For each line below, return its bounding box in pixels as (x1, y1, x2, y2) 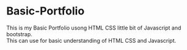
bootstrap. (6, 30, 32, 37)
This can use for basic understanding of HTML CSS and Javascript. (6, 37, 177, 44)
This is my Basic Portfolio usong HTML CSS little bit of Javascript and (6, 24, 182, 31)
